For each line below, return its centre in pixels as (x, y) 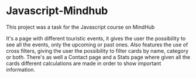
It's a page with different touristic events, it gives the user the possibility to (96, 38)
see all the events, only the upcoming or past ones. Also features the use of (97, 45)
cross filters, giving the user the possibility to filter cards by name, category (97, 50)
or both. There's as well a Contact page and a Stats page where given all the (98, 57)
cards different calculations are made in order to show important (84, 63)
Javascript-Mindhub (57, 11)
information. (21, 69)
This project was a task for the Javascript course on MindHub (80, 27)
